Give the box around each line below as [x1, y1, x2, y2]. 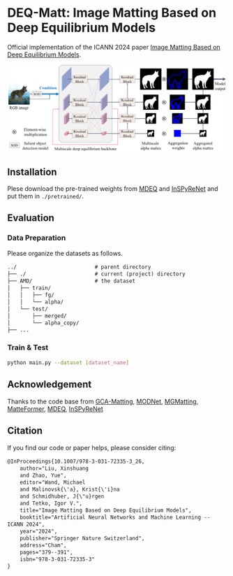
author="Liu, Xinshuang [20, 465, 89, 472]
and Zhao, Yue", [20, 472, 68, 479]
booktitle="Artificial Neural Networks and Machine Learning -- [20, 514, 211, 521]
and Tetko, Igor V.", [20, 500, 82, 507]
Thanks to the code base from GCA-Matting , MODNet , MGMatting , [7, 397, 199, 405]
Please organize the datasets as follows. [7, 249, 123, 257]
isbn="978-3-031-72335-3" [20, 556, 96, 563]
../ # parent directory [7, 264, 151, 271]
